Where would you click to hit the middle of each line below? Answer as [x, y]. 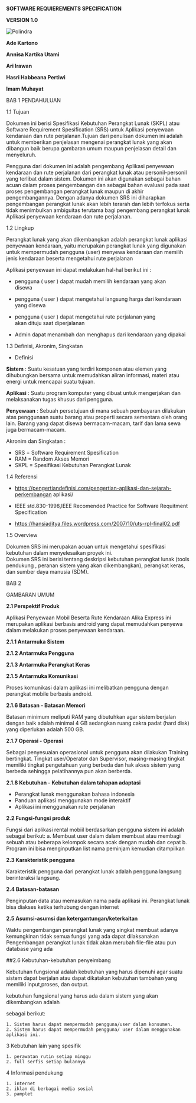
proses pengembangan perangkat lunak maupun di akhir [75, 191]
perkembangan [33, 494]
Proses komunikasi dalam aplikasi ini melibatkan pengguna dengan [88, 687]
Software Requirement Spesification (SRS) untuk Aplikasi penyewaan [90, 129]
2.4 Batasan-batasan [33, 889]
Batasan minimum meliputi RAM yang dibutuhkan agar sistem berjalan [91, 717]
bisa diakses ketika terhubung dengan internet [63, 907]
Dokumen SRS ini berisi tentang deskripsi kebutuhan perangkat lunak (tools [98, 559]
